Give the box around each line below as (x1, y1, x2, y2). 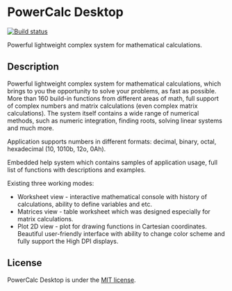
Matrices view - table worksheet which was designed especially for (17, 207, 210, 216)
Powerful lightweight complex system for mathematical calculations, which (7, 79, 221, 88)
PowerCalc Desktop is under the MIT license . (7, 276, 137, 284)
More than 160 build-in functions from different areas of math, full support (7, 94, 219, 102)
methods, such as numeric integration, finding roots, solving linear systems (7, 116, 222, 125)
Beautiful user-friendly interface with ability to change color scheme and (17, 229, 226, 237)
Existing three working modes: (7, 179, 94, 187)
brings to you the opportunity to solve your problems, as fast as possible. (7, 86, 217, 95)
